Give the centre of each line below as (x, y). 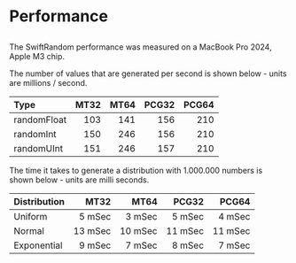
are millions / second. (48, 82)
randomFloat (40, 120)
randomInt (35, 134)
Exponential (38, 245)
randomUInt (39, 148)
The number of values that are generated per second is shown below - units (148, 73)
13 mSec (92, 230)
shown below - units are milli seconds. (79, 180)
